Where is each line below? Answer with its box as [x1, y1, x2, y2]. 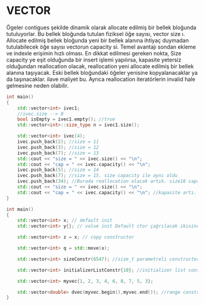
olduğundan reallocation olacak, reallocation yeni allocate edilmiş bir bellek [6, 62, 194, 70]
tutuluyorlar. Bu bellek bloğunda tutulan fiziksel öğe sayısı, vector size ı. [6, 30, 185, 37]
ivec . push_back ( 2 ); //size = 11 [17, 139, 99, 145]
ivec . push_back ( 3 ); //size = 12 [17, 144, 99, 150]
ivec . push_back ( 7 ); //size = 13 [17, 150, 99, 156]
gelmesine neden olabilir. [6, 82, 69, 89]
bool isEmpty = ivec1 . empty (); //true [17, 116, 115, 122]
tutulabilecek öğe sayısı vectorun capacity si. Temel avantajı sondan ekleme [6, 43, 196, 50]
